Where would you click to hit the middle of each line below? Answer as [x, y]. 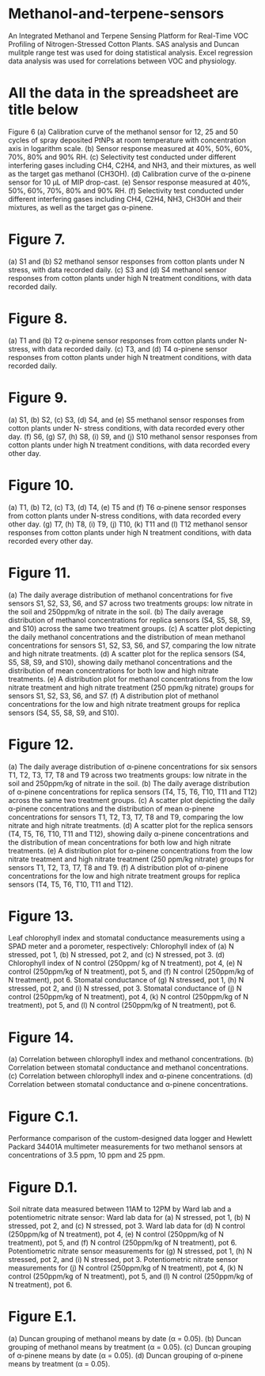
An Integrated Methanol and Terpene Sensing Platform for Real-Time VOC [129, 36]
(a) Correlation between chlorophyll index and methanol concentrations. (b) [131, 1059]
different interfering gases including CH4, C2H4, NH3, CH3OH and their [125, 199]
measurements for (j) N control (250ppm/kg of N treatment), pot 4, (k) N [126, 1268]
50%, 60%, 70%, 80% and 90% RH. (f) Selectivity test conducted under [126, 190]
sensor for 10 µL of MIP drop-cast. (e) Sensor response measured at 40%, [129, 182]
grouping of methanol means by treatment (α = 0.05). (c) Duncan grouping [130, 1347]
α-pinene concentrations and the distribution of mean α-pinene [112, 808]
